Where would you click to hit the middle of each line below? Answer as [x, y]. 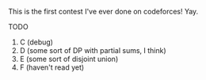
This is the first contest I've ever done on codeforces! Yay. [103, 11]
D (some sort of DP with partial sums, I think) [93, 50]
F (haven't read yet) [52, 67]
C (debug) [36, 42]
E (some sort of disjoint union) [69, 59]
